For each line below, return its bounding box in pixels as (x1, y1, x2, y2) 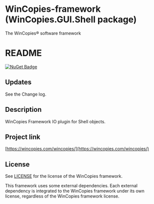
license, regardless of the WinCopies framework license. (5, 193, 120, 199)
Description (5, 105, 42, 114)
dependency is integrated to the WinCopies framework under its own (5, 188, 145, 194)
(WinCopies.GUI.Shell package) (5, 14, 137, 25)
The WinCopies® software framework (5, 30, 81, 36)
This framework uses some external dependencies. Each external (5, 183, 138, 189)
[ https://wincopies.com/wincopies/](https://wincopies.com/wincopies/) (5, 146, 150, 152)
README (5, 48, 42, 59)
